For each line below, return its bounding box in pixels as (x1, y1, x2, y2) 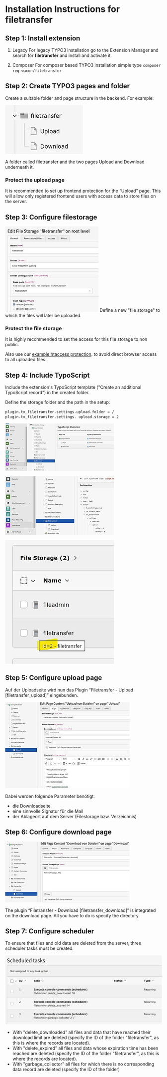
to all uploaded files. (5, 357, 47, 363)
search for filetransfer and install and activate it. (12, 52, 112, 58)
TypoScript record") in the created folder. (5, 390, 90, 396)
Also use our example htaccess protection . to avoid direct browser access (5, 351, 157, 357)
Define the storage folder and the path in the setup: (5, 399, 110, 405)
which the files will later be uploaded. (5, 312, 82, 318)
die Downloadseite (12, 803, 51, 809)
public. (5, 342, 19, 348)
